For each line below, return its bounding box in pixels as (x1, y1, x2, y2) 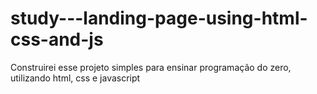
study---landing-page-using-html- (10, 7, 308, 30)
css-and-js (10, 28, 104, 51)
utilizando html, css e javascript (10, 72, 141, 84)
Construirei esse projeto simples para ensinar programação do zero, (10, 61, 292, 73)
